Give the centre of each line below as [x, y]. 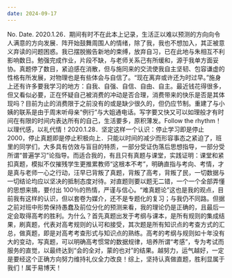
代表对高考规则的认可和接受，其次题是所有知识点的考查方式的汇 [134, 224]
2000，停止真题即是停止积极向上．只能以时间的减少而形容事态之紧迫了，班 [115, 138]
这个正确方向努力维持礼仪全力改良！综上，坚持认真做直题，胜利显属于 [125, 259]
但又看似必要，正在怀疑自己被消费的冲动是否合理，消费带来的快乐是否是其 [113, 95]
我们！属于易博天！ [35, 268]
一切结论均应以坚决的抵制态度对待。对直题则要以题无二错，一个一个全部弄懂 [116, 181]
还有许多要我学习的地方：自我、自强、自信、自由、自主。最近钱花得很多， [119, 86]
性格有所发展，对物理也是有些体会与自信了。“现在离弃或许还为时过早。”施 [111, 77]
